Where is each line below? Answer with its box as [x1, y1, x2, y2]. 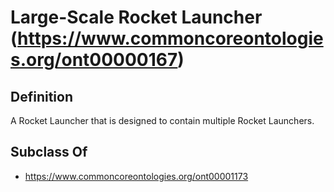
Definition [10, 88, 73, 105]
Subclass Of [10, 144, 88, 161]
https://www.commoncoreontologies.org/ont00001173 [24, 170, 249, 182]
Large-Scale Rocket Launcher [10, 6, 263, 29]
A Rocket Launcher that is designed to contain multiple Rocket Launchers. [10, 115, 315, 126]
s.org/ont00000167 [10, 49, 178, 71]
